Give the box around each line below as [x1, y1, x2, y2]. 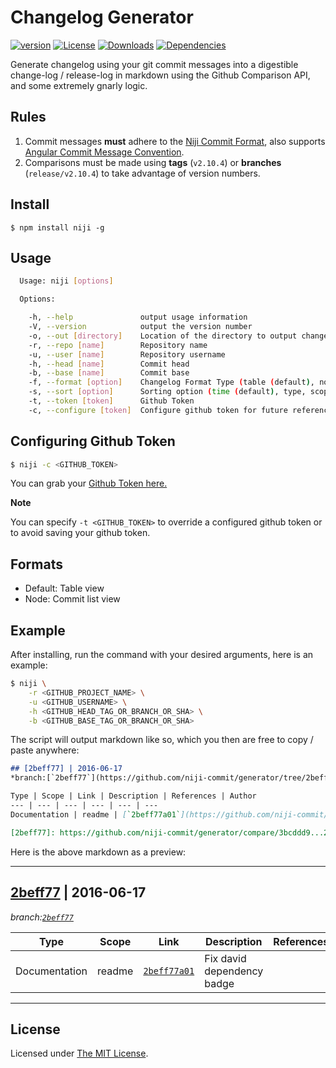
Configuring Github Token [10, 433, 176, 450]
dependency [204, 964, 264, 978]
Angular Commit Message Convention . [24, 146, 185, 158]
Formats [10, 556, 63, 573]
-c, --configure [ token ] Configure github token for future [28, 405, 288, 415]
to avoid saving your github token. [10, 527, 151, 539]
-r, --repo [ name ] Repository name [28, 340, 208, 350]
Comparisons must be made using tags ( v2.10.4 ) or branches [24, 156, 282, 168]
